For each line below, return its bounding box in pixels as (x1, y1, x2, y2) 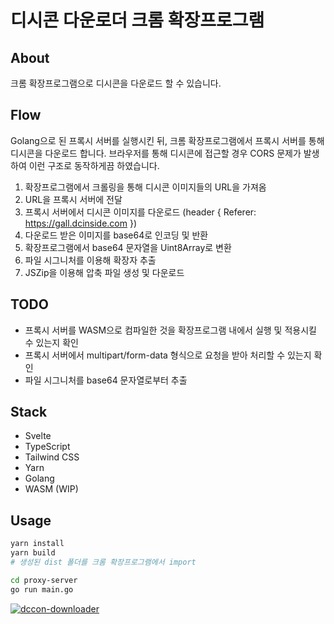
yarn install (10, 539, 65, 549)
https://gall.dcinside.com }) (24, 217, 138, 229)
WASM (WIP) (24, 483, 79, 495)
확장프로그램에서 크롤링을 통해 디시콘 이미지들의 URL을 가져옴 (24, 181, 267, 193)
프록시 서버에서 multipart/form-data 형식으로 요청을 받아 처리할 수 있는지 (24, 349, 312, 361)
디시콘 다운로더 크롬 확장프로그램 (10, 9, 265, 32)
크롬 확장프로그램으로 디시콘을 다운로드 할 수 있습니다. (10, 77, 222, 89)
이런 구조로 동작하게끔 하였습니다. (28, 159, 160, 171)
